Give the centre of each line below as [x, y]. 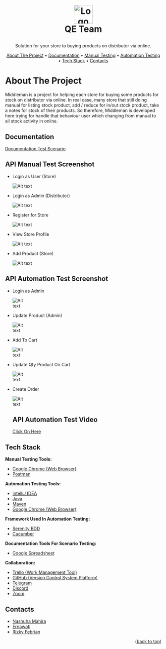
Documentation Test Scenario [35, 148]
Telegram [22, 583]
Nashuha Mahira [29, 621]
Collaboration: [20, 563]
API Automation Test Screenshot [56, 279]
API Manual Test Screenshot [50, 164]
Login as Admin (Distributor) [41, 196]
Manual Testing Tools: [28, 459]
